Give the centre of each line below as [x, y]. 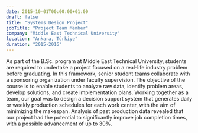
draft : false [22, 17]
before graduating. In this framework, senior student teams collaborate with [98, 74]
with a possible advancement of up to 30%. [59, 124]
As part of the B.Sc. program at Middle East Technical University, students [96, 61]
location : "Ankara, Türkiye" [42, 39]
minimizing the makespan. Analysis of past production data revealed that [95, 111]
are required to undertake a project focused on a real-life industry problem [97, 67]
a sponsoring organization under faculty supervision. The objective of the [96, 79]
